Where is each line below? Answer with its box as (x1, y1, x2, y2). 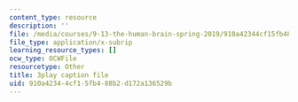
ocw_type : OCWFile (9, 54, 77, 63)
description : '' (9, 21, 69, 30)
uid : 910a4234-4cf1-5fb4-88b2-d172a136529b (9, 79, 173, 88)
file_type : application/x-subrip (9, 37, 133, 47)
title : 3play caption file (9, 71, 109, 80)
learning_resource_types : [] (9, 46, 117, 55)
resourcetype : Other (9, 63, 86, 72)
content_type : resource (9, 12, 98, 22)
